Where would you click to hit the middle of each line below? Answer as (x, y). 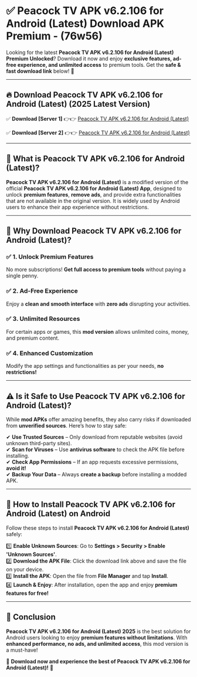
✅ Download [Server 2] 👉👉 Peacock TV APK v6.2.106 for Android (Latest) (98, 133)
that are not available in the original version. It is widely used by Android (93, 201)
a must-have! (22, 650)
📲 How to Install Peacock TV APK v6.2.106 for (91, 505)
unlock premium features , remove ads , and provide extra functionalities (94, 194)
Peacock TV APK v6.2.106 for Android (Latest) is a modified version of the (97, 182)
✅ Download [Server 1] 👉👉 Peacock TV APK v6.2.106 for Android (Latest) (98, 119)
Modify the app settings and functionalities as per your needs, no (85, 366)
